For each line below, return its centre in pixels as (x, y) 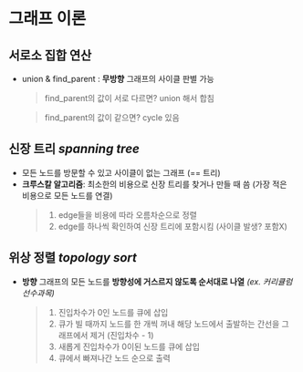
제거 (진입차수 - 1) (122, 335)
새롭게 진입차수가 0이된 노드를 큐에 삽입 (129, 346)
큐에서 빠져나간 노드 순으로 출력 (114, 357)
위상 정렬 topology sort (73, 258)
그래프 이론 (47, 19)
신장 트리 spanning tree (74, 149)
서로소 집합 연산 (50, 55)
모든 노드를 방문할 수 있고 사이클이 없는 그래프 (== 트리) (121, 172)
